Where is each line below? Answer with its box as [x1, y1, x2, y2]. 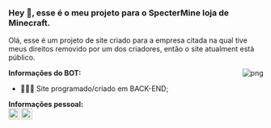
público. [8, 52, 36, 63]
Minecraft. [8, 17, 51, 28]
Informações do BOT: [8, 68, 82, 78]
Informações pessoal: [8, 100, 83, 109]
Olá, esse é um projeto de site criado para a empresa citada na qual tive [8, 35, 248, 45]
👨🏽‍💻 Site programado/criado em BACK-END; [19, 84, 169, 93]
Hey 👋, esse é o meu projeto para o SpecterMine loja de [8, 7, 229, 19]
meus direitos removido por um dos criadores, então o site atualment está [8, 44, 255, 54]
